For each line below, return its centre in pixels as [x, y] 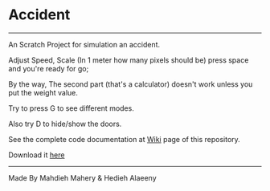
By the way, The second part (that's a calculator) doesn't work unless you [131, 84]
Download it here [37, 155]
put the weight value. [43, 92]
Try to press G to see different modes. [71, 108]
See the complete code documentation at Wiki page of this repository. [125, 139]
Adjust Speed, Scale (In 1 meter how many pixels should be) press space [129, 60]
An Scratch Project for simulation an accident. [84, 44]
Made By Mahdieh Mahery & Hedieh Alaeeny [82, 177]
